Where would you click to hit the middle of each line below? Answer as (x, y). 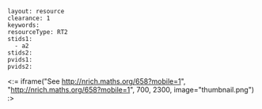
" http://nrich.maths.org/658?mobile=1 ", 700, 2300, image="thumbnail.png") (131, 90)
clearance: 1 (29, 18)
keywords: (24, 25)
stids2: (20, 53)
